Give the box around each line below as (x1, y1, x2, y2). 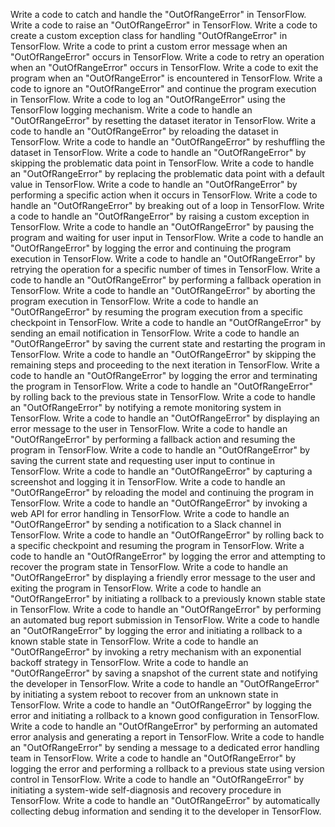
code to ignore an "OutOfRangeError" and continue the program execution (10, 83, 317, 94)
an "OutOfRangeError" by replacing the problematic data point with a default (10, 168, 325, 179)
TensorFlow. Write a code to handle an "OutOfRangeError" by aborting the (10, 285, 316, 296)
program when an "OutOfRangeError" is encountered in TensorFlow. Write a (10, 72, 323, 84)
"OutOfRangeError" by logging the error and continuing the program (10, 242, 292, 254)
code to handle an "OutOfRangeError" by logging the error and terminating (10, 370, 318, 381)
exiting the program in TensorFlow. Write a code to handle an (10, 582, 262, 594)
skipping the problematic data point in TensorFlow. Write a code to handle (10, 157, 315, 169)
